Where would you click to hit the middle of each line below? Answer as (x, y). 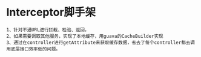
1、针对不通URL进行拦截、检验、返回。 (48, 30)
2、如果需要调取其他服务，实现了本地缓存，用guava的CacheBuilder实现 (85, 36)
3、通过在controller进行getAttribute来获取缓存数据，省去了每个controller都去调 (100, 43)
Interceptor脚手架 (51, 12)
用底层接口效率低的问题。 (33, 49)
